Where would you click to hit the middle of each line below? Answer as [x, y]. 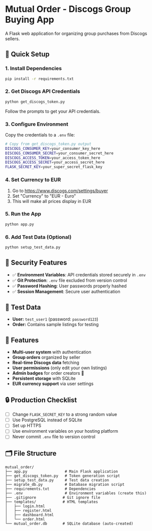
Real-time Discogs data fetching [46, 363]
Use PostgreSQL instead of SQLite [47, 420]
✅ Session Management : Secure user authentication [66, 291]
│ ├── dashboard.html [30, 515]
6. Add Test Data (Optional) [38, 237]
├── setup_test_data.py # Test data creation [57, 480]
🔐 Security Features [36, 263]
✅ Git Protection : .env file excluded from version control [70, 280]
